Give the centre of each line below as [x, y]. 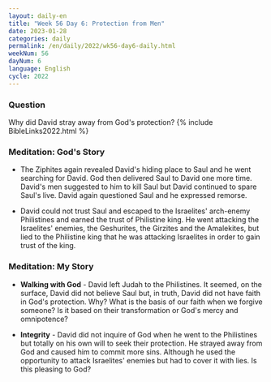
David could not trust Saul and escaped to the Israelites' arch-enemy [135, 211]
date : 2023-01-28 [38, 31]
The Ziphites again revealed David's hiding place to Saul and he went [135, 170]
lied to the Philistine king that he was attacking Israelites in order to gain [140, 237]
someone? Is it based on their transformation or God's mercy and [129, 310]
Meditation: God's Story [57, 152]
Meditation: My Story [51, 267]
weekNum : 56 [28, 54]
